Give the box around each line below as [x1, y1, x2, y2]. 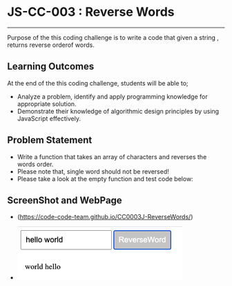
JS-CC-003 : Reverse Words [7, 4, 175, 20]
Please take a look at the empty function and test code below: [17, 174, 193, 183]
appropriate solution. [17, 99, 77, 108]
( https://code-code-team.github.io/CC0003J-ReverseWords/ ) [17, 213, 193, 221]
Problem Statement [7, 134, 93, 146]
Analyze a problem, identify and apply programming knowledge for [17, 92, 209, 101]
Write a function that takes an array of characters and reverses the [17, 152, 207, 161]
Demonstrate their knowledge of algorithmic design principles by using [17, 107, 220, 115]
